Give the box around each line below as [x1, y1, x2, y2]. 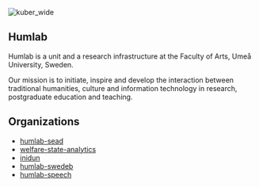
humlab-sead [19, 135, 64, 146]
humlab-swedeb [19, 161, 74, 170]
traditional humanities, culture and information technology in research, [8, 83, 238, 93]
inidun [19, 153, 40, 162]
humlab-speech [19, 170, 72, 179]
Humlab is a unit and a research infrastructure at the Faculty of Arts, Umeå [8, 52, 252, 61]
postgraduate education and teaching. [8, 92, 133, 101]
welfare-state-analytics [19, 144, 97, 154]
